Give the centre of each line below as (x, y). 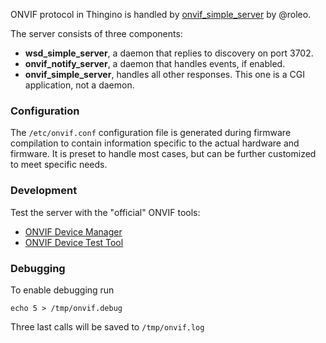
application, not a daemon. (79, 85)
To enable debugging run (62, 290)
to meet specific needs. (59, 165)
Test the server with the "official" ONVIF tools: (105, 212)
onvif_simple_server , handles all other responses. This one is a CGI (164, 74)
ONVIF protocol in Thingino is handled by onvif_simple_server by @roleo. (161, 14)
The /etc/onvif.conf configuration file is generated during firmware (151, 133)
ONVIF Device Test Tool (74, 242)
